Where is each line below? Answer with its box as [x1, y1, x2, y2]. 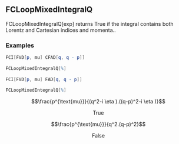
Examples [5, 41, 35, 49]
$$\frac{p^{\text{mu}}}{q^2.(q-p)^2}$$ [51, 120, 146, 128]
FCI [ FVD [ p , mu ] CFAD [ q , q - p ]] [5, 55, 85, 61]
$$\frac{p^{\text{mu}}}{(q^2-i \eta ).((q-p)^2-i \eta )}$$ [31, 98, 165, 105]
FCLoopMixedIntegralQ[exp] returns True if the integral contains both [5, 20, 174, 27]
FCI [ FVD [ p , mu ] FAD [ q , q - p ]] [5, 76, 82, 82]
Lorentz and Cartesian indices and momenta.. [5, 26, 116, 34]
